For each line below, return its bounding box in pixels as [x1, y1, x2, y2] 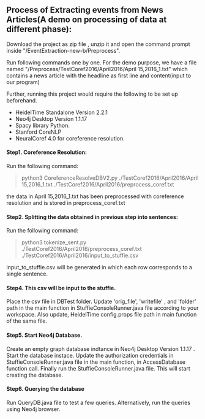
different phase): [6, 24, 72, 34]
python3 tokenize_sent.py [21, 239, 87, 246]
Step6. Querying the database [6, 385, 84, 393]
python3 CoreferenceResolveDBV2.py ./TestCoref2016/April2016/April [21, 174, 199, 182]
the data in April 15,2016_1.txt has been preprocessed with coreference [6, 193, 184, 200]
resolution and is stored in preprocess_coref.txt [6, 199, 125, 207]
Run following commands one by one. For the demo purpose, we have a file [6, 58, 197, 66]
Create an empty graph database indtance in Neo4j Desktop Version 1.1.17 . [6, 345, 195, 352]
